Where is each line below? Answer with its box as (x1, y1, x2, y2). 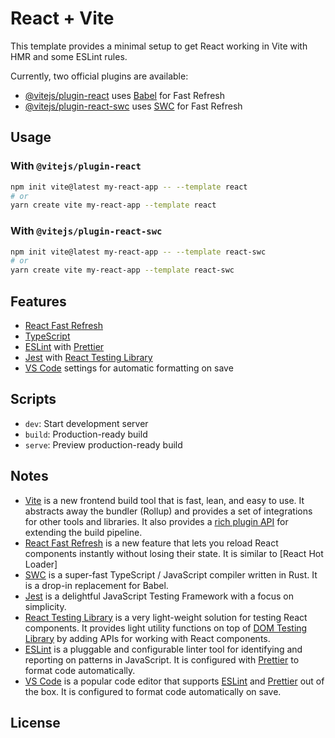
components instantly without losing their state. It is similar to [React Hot (24, 547, 324, 559)
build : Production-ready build (24, 428, 148, 440)
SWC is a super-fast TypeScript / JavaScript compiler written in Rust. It (24, 568, 318, 581)
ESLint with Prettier (24, 340, 105, 352)
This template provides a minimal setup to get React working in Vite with (10, 40, 308, 52)
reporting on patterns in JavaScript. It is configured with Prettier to (24, 653, 300, 666)
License (10, 715, 61, 731)
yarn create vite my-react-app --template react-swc (10, 265, 235, 276)
